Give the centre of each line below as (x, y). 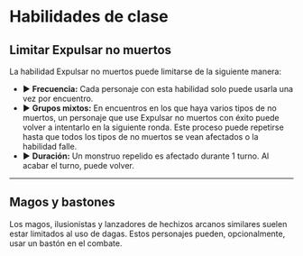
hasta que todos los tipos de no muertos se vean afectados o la (140, 137)
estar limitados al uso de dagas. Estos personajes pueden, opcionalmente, (147, 233)
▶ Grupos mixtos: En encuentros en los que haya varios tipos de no (149, 108)
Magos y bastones (62, 202)
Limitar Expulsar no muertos (91, 50)
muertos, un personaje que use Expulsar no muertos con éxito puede (151, 118)
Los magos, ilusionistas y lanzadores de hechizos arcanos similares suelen (148, 224)
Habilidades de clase (89, 17)
